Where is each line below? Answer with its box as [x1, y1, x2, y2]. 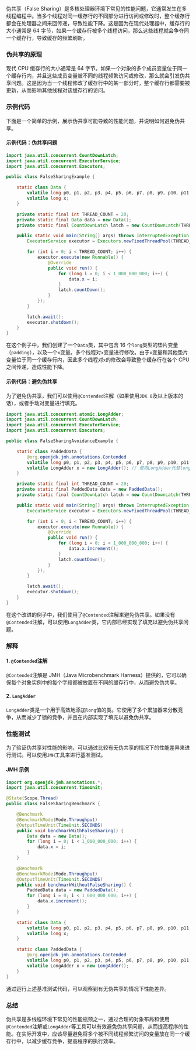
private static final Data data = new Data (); [16, 217, 132, 223]
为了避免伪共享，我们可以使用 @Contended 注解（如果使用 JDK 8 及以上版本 [6, 392, 178, 399]
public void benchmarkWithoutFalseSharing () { [16, 882, 132, 888]
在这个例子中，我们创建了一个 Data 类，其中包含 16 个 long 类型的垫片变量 [6, 341, 178, 348]
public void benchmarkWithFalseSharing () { [16, 827, 124, 833]
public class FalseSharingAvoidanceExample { [6, 438, 118, 444]
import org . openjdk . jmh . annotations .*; [6, 779, 103, 785]
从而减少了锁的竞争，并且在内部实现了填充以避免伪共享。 [16, 714, 155, 721]
